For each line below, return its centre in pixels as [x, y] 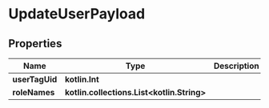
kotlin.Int [82, 79]
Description [236, 66]
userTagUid [35, 79]
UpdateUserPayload [77, 14]
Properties [35, 44]
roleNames [34, 92]
